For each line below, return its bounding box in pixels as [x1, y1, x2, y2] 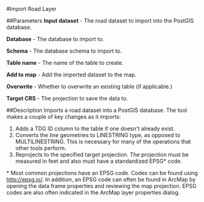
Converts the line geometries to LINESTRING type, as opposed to [15, 132, 181, 138]
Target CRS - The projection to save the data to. [6, 95, 128, 102]
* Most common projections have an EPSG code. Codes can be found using [6, 170, 198, 176]
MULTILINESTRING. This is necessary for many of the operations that [15, 138, 192, 145]
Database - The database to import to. [6, 36, 104, 42]
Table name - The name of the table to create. [6, 59, 124, 66]
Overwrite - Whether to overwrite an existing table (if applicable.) [6, 83, 173, 90]
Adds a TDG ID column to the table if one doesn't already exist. [15, 125, 175, 132]
